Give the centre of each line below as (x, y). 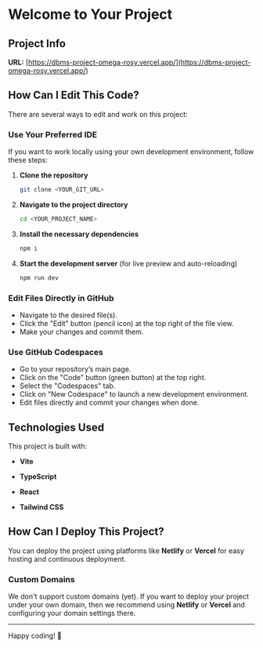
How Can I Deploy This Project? (86, 532)
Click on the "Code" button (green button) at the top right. (113, 378)
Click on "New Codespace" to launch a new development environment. (134, 394)
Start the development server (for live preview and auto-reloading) (128, 263)
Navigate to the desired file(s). (68, 315)
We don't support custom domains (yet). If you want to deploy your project (128, 597)
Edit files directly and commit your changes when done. (109, 403)
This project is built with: (48, 446)
